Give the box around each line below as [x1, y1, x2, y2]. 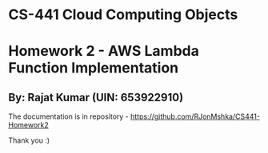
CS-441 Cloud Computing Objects [8, 6, 238, 24]
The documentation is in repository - [8, 112, 130, 121]
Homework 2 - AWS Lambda [8, 42, 200, 61]
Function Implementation [8, 59, 178, 77]
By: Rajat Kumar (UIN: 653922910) [8, 90, 184, 104]
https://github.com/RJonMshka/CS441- [130, 112, 260, 121]
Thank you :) [8, 135, 50, 145]
